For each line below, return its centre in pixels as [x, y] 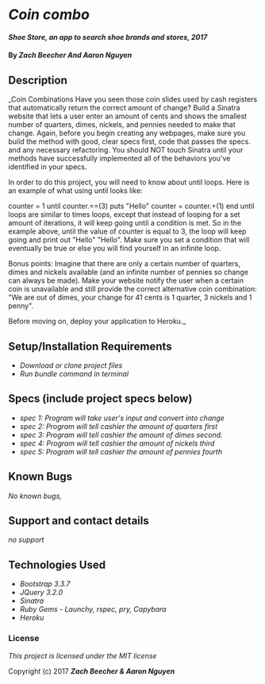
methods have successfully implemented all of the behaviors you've [119, 158]
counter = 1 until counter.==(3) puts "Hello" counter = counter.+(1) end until [131, 206]
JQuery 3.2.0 [41, 593]
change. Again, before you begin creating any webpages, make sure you [127, 133]
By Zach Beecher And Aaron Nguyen [70, 55]
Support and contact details [79, 521]
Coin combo [49, 15]
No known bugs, [35, 496]
